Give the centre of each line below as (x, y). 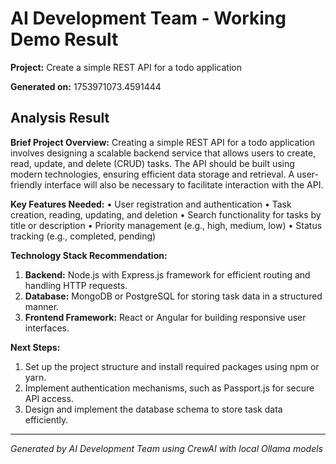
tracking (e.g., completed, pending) (83, 236)
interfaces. (47, 328)
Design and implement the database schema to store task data (153, 409)
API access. (49, 398)
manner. (42, 306)
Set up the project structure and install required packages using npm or (172, 366)
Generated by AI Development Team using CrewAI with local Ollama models (166, 448)
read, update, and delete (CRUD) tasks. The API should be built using (152, 163)
